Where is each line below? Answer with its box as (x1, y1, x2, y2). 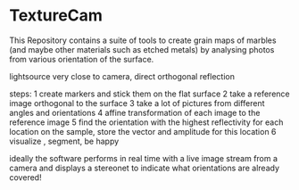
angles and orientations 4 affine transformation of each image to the (9, 107, 261, 118)
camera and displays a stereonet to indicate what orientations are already (9, 162, 279, 173)
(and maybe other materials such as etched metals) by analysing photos (9, 44, 275, 54)
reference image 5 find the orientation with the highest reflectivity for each (9, 117, 284, 128)
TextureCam (9, 5, 103, 26)
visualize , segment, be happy (9, 136, 120, 146)
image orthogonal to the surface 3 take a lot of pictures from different (9, 97, 265, 108)
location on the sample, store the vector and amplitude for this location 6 (9, 126, 277, 136)
